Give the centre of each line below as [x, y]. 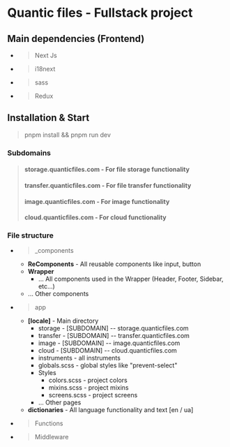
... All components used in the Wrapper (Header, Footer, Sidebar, [131, 279]
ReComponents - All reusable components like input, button [114, 264]
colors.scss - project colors [88, 380]
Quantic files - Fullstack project [100, 13]
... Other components [58, 294]
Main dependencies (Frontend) [76, 39]
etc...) [47, 286]
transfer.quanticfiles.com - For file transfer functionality [108, 185]
